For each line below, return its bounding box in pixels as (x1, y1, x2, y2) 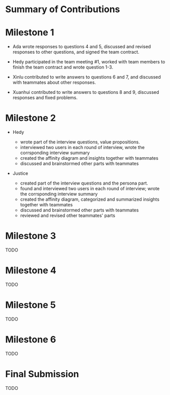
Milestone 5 (5, 299, 56, 311)
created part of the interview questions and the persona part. (20, 180, 148, 186)
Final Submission (5, 369, 80, 380)
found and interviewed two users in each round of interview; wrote (20, 186, 160, 192)
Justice (12, 170, 28, 176)
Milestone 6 (5, 334, 56, 345)
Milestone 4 (5, 265, 57, 276)
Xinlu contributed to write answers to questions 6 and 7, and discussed (12, 74, 161, 80)
